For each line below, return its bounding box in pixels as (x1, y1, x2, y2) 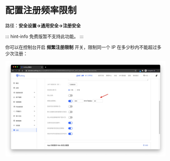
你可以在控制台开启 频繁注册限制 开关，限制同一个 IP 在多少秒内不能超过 (5, 44, 157, 50)
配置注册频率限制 (5, 5, 77, 16)
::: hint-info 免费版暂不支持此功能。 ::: (5, 33, 84, 39)
